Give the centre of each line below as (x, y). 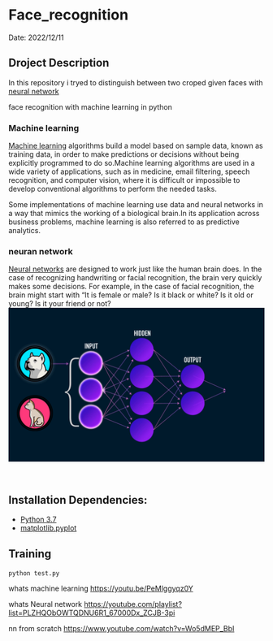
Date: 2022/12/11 (36, 37)
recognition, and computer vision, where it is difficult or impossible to (124, 180)
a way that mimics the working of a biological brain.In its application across (134, 214)
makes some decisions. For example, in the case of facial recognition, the (131, 287)
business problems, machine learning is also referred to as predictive (124, 222)
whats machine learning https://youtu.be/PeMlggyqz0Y (101, 589)
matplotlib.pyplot (48, 528)
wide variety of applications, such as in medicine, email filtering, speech (129, 171)
